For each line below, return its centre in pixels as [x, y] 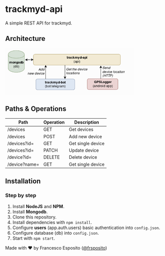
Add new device [85, 136]
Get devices [81, 129]
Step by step [21, 196]
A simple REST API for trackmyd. [39, 23]
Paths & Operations [36, 109]
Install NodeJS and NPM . [38, 206]
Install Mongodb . [30, 212]
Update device [84, 150]
